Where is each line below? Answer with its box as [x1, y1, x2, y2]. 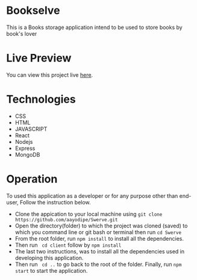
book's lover [6, 30, 37, 37]
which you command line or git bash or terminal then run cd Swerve [14, 228, 182, 236]
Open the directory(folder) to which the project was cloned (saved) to [14, 222, 188, 229]
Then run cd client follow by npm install [14, 241, 122, 249]
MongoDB [14, 151, 40, 158]
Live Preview [6, 51, 72, 65]
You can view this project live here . [6, 71, 93, 79]
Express [14, 145, 36, 152]
